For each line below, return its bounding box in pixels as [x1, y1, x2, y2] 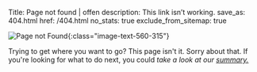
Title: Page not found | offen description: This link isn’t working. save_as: [8, 8, 246, 17]
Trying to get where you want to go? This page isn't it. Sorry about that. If [8, 47, 248, 55]
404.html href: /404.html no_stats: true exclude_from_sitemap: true [8, 16, 228, 25]
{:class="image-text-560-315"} [67, 32, 170, 40]
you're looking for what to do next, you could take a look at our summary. [8, 55, 249, 64]
